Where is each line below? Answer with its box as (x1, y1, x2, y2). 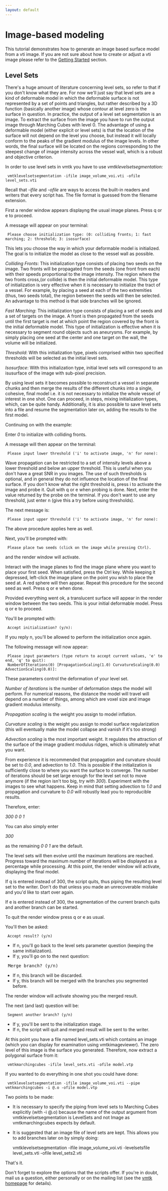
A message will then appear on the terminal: (5, 442, 96, 448)
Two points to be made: (5, 1094, 54, 1100)
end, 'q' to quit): (5, 658, 46, 663)
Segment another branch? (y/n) (7, 1013, 73, 1018)
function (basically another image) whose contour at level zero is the (5, 106, 147, 112)
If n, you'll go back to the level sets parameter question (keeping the (12, 943, 154, 949)
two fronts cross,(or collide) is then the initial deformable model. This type (5, 277, 158, 283)
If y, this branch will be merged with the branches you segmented (12, 978, 148, 984)
